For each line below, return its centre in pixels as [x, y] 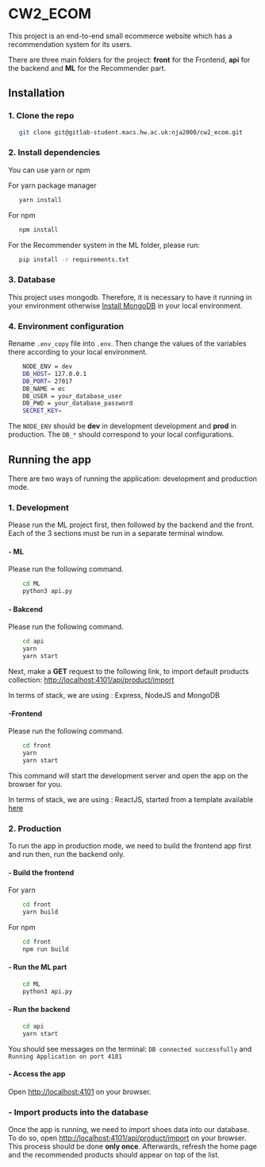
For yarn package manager [52, 185]
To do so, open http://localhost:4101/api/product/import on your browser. [127, 1138]
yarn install [40, 200]
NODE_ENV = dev [48, 366]
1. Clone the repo [41, 116]
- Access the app [37, 1074]
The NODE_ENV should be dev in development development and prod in [122, 426]
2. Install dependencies [54, 153]
